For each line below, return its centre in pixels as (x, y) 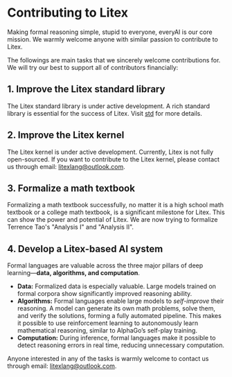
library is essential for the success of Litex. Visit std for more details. (105, 113)
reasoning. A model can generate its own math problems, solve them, (116, 308)
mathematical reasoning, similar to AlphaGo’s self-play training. (107, 331)
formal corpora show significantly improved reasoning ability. (105, 294)
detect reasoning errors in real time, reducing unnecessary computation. (121, 345)
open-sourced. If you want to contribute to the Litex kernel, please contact (114, 159)
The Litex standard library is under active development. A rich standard (108, 106)
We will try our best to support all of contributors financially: (93, 67)
